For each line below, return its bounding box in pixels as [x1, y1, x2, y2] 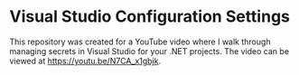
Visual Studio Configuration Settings [9, 6, 291, 27]
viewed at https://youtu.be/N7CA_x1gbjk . [9, 55, 161, 66]
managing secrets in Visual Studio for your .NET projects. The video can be [9, 45, 290, 56]
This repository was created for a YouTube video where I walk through [9, 36, 271, 47]
